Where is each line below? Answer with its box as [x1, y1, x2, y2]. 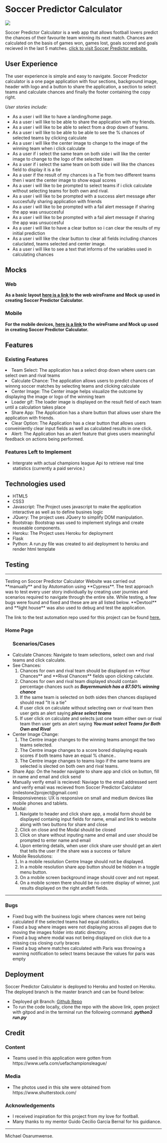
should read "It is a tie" [19, 699, 67, 705]
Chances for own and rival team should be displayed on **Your [19, 668, 150, 674]
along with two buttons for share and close [19, 821, 108, 827]
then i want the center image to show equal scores [12, 177, 116, 183]
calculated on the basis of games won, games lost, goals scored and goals [5, 40, 158, 46]
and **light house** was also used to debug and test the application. [5, 605, 146, 611]
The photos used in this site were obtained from [12, 1084, 111, 1090]
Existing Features [5, 356, 48, 363]
